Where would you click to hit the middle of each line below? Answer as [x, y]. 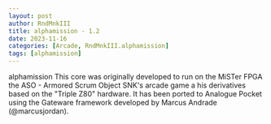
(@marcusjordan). [39, 111]
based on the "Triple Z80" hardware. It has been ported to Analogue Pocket [135, 94]
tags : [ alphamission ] [45, 53]
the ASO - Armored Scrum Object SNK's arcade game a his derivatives [127, 85]
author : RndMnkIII [39, 24]
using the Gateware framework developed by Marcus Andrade [113, 103]
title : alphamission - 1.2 [54, 31]
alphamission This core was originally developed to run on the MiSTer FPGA [135, 77]
